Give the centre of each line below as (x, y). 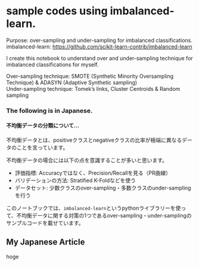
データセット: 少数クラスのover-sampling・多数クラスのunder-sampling (103, 188)
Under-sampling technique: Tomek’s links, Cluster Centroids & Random (93, 88)
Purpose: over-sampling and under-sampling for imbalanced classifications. (99, 40)
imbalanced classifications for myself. (53, 65)
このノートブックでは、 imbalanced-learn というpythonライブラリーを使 (94, 208)
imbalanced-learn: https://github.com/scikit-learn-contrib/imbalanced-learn (99, 47)
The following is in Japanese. (49, 111)
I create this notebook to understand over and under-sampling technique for (100, 58)
